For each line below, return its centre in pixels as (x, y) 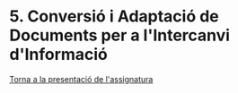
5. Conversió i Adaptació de (115, 17)
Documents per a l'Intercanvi (120, 35)
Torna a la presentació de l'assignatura (81, 79)
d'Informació (58, 55)
